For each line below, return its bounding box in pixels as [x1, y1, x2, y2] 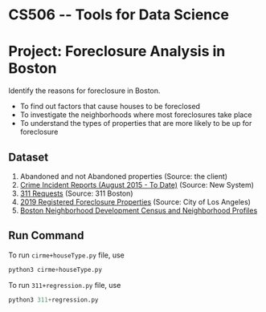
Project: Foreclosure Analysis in [8, 43, 226, 61]
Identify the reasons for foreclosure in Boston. [8, 86, 161, 95]
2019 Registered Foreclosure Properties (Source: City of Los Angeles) [19, 197, 252, 206]
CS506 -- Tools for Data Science [8, 6, 229, 24]
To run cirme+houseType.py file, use [8, 250, 125, 260]
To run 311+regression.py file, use [8, 280, 121, 290]
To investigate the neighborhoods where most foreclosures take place [19, 110, 252, 120]
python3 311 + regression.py [8, 295, 99, 304]
